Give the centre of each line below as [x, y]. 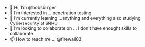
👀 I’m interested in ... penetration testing [50, 13]
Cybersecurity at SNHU [34, 23]
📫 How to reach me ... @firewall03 [46, 39]
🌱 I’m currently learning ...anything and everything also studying [75, 18]
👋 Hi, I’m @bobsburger [33, 8]
